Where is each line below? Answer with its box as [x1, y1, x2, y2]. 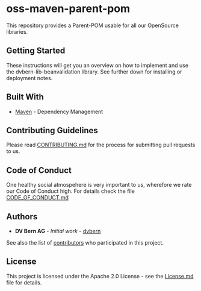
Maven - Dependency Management [14, 108, 104, 115]
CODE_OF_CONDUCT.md [6, 194, 69, 201]
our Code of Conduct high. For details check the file [6, 187, 135, 195]
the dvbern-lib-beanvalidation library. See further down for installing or [6, 68, 182, 75]
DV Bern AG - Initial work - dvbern [14, 228, 101, 234]
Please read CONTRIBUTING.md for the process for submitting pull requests [6, 141, 196, 149]
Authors [6, 211, 38, 222]
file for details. [6, 279, 42, 286]
